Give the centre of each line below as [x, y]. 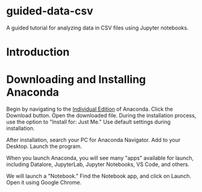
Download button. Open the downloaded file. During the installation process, [101, 116]
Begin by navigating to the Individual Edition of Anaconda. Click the [90, 109]
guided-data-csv [50, 11]
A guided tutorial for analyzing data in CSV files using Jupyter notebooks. [97, 28]
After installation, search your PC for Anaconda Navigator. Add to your [93, 140]
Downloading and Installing [76, 80]
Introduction [38, 52]
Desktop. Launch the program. [44, 146]
